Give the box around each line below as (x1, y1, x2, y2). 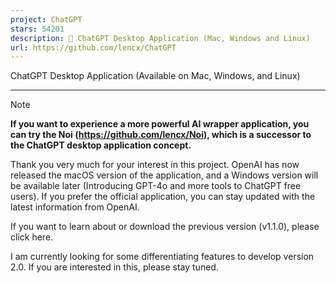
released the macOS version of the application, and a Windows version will (10, 169, 319, 181)
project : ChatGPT (10, 14, 83, 25)
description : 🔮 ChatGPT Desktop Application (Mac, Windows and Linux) (10, 33, 311, 43)
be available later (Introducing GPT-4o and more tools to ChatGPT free (10, 180, 302, 192)
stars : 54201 (10, 24, 65, 34)
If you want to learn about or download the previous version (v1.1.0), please (10, 221, 320, 233)
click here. (10, 231, 54, 243)
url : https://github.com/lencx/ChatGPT (10, 42, 177, 53)
